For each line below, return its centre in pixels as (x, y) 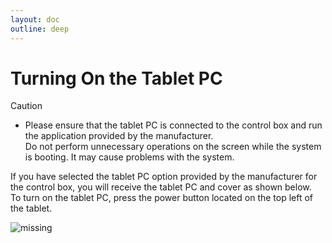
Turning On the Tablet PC (116, 78)
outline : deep (40, 29)
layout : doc (35, 19)
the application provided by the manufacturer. (119, 136)
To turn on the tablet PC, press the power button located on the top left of (162, 198)
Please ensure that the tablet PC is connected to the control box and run (173, 125)
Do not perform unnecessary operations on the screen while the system (173, 147)
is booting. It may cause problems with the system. (129, 157)
